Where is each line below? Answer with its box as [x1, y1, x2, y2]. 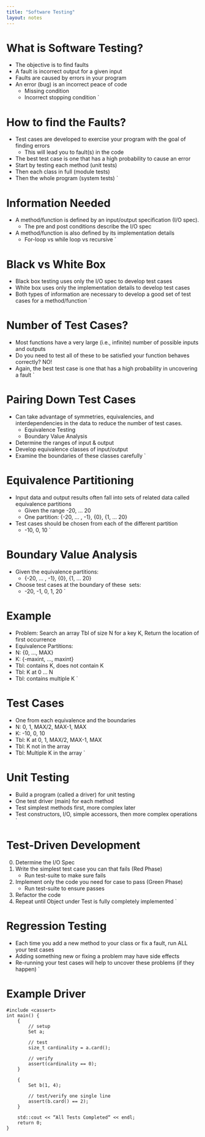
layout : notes [6, 15, 43, 21]
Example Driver [6, 987, 86, 1000]
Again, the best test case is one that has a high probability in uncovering [15, 365, 198, 372]
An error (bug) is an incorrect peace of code [15, 81, 127, 88]
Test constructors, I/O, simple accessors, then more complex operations [15, 810, 198, 818]
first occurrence [15, 635, 56, 643]
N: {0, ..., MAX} [15, 649, 54, 656]
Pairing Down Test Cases [6, 393, 136, 407]
